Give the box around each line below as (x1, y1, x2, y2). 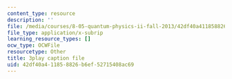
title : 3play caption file (7, 55, 85, 62)
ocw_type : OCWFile (7, 42, 60, 49)
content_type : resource (7, 10, 76, 17)
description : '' (7, 16, 54, 23)
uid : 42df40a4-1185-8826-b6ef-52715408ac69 (7, 61, 135, 68)
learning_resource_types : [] (7, 36, 91, 43)
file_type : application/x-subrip (7, 29, 104, 36)
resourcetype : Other (7, 49, 67, 56)
